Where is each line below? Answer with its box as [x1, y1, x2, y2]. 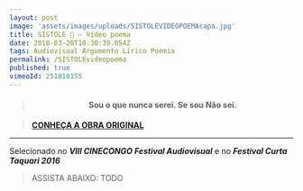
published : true [9, 64, 70, 73]
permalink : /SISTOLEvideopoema [9, 55, 127, 64]
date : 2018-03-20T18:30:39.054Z [9, 38, 131, 48]
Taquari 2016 [9, 155, 60, 166]
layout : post [9, 13, 59, 23]
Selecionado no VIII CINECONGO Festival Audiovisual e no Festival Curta [9, 145, 288, 156]
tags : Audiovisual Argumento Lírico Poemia [9, 47, 176, 56]
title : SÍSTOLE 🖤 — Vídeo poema [9, 30, 131, 39]
